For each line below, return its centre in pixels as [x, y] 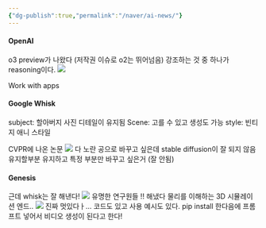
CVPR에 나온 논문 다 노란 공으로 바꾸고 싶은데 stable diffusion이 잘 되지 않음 [132, 149]
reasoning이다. [32, 69]
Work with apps [34, 85]
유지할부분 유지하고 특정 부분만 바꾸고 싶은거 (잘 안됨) [91, 159]
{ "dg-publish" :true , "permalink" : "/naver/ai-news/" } [95, 15]
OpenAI [21, 41]
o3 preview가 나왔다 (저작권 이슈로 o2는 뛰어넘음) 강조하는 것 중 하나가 [119, 60]
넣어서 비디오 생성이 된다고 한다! [73, 216]
